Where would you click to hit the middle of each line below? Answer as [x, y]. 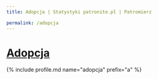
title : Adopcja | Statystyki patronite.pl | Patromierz [79, 12]
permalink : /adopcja [33, 23]
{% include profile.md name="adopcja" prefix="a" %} [74, 70]
